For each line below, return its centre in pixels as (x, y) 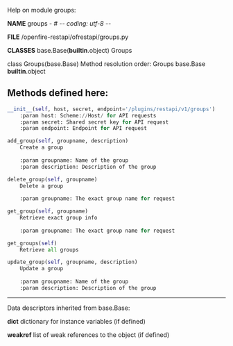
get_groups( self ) (32, 243)
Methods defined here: (58, 93)
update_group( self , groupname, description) (72, 262)
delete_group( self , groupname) (52, 179)
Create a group (42, 148)
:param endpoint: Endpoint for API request (84, 129)
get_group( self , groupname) (48, 211)
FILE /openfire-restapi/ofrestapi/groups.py (68, 37)
